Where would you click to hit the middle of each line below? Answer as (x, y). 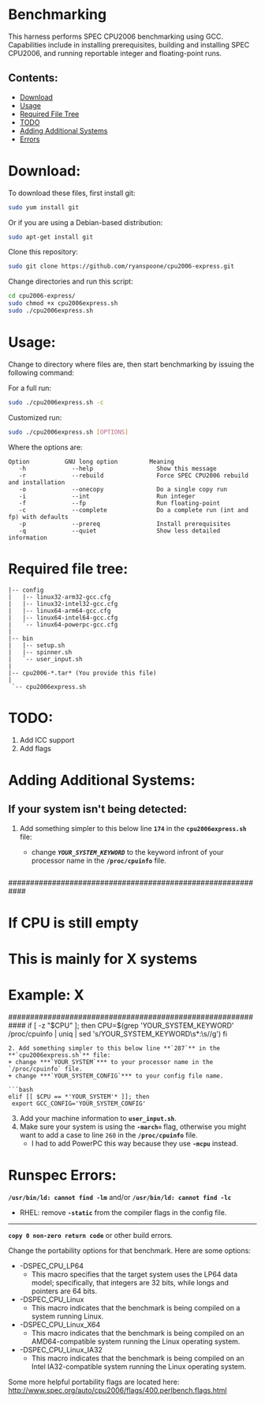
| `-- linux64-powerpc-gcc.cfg (63, 624)
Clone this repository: (43, 252)
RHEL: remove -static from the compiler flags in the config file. (123, 1212)
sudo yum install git (44, 207)
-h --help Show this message (118, 468)
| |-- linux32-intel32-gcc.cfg (63, 604)
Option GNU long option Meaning (91, 461)
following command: (41, 372)
